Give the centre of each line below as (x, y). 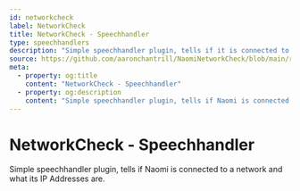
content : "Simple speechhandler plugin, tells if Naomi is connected (158, 100)
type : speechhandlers (50, 42)
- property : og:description (70, 92)
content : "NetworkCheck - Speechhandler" (103, 84)
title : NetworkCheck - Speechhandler (79, 34)
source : (24, 59)
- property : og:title (58, 76)
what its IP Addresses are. (57, 179)
